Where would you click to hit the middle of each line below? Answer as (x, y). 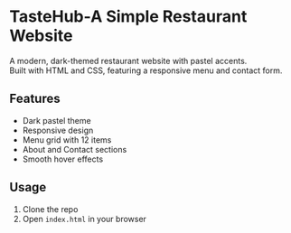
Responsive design (58, 130)
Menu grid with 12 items (67, 140)
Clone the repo (50, 209)
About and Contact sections (75, 149)
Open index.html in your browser (84, 219)
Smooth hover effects (63, 159)
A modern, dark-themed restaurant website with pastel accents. (128, 61)
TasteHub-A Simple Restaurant (128, 17)
